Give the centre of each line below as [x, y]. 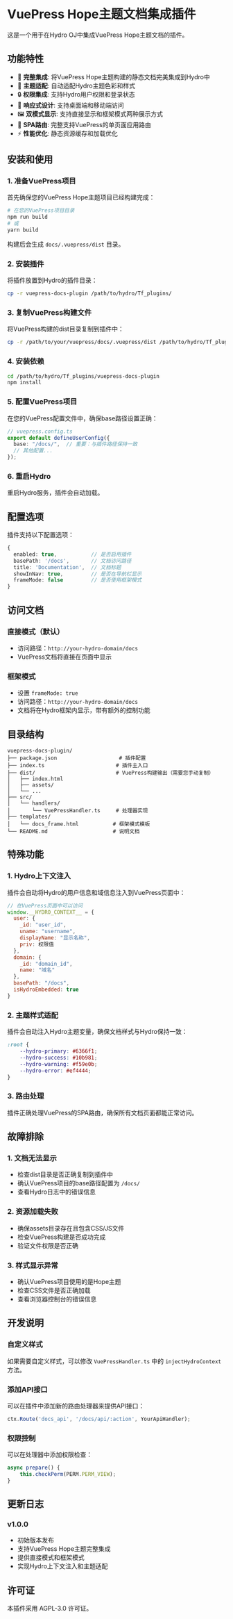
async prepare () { [34, 1468]
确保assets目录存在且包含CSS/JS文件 [71, 1228]
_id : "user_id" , [43, 925]
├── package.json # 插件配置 [77, 758]
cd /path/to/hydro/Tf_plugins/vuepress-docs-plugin [83, 376]
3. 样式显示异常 [33, 1265]
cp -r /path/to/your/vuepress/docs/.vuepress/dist [82, 342]
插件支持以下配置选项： [41, 535]
